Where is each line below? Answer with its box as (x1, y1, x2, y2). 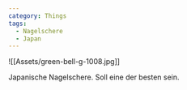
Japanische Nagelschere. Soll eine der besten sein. (8, 72, 180, 82)
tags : (8, 19, 27, 28)
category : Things (8, 11, 67, 20)
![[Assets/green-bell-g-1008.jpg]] (8, 57, 120, 66)
